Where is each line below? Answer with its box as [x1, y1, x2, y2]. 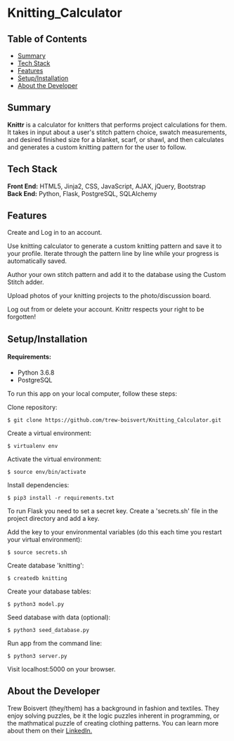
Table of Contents [7, 33, 88, 45]
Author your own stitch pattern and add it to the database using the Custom [7, 271, 226, 279]
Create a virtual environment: [7, 429, 92, 437]
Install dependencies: [7, 481, 70, 489]
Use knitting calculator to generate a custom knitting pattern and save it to [7, 242, 222, 250]
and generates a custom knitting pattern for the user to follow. [7, 143, 187, 151]
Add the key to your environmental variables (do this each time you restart [7, 528, 223, 536]
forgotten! [7, 313, 37, 321]
